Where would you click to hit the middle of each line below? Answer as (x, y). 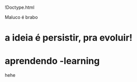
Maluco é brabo (21, 17)
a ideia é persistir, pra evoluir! (69, 38)
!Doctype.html (20, 7)
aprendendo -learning (52, 61)
